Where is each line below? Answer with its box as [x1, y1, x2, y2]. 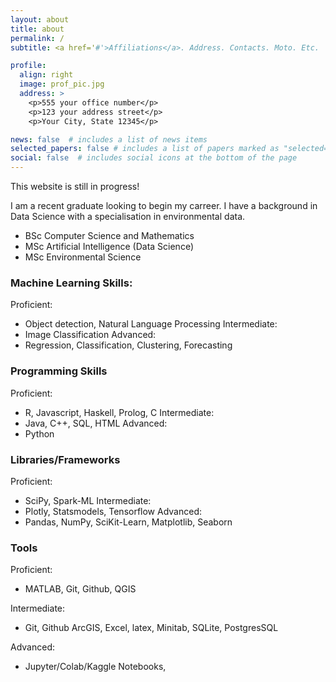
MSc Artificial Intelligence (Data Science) [24, 241, 194, 252]
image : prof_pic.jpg [19, 79, 105, 90]
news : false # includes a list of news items [10, 134, 208, 145]
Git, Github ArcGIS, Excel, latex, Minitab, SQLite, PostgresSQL [24, 622, 279, 634]
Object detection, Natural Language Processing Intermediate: [24, 318, 278, 330]
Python [24, 427, 55, 440]
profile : [10, 61, 47, 71]
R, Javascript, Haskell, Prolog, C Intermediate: [24, 406, 215, 418]
